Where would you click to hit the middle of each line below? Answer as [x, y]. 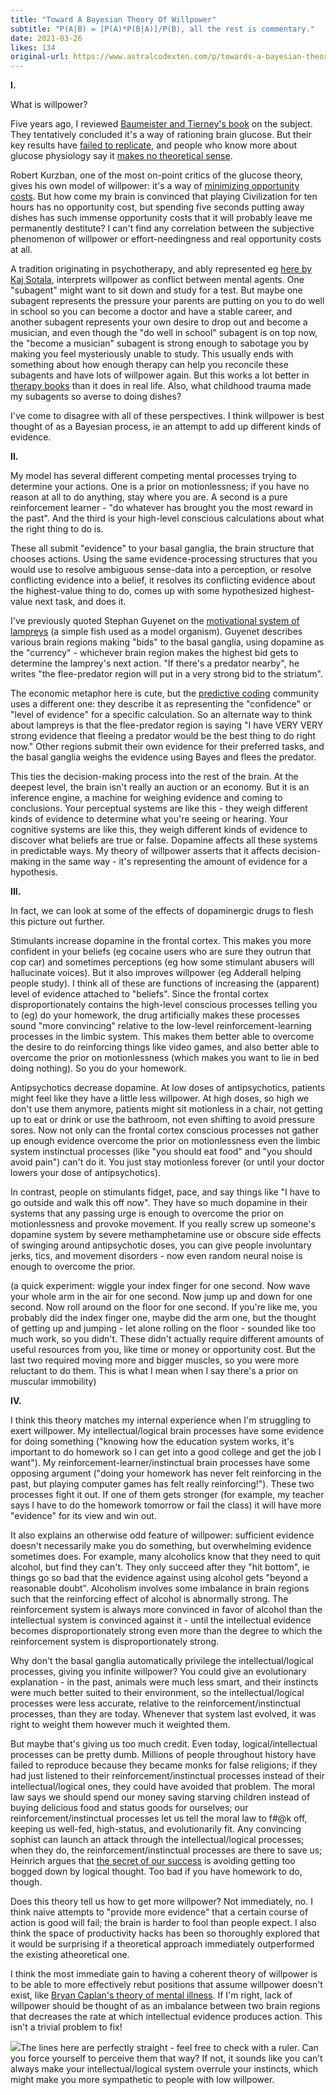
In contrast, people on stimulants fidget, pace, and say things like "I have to [165, 1192]
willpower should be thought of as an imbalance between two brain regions [165, 2006]
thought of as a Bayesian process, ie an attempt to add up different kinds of [166, 427]
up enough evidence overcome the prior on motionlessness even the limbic [165, 1141]
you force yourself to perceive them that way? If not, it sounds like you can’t [166, 2058]
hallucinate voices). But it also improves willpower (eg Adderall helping [156, 973]
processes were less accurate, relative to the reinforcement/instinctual [155, 1703]
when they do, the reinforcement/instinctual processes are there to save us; [166, 1850]
